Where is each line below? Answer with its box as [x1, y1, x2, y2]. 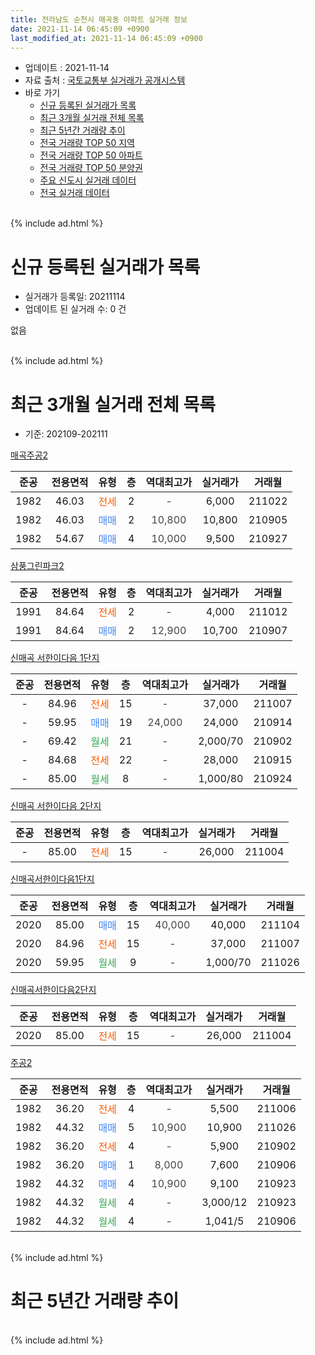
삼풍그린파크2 [10, 560, 65, 572]
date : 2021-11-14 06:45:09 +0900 [10, 24, 150, 34]
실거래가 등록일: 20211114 [24, 291, 126, 303]
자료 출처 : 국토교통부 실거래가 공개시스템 [24, 74, 186, 86]
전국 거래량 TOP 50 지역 [39, 137, 135, 149]
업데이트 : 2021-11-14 [24, 62, 110, 74]
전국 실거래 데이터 [39, 187, 110, 199]
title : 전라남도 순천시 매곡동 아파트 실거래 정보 [10, 14, 188, 25]
